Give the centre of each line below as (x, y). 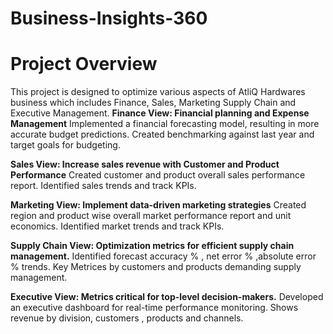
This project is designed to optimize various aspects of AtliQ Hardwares (158, 92)
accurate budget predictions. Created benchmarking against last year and (162, 134)
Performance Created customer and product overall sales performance (158, 175)
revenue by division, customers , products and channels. (127, 318)
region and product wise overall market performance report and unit (151, 216)
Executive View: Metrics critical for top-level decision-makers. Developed (167, 297)
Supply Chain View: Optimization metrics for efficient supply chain (152, 246)
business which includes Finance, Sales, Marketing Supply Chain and (153, 103)
